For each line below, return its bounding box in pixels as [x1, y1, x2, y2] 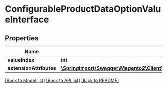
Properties [5, 34, 39, 42]
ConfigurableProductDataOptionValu [5, 3, 161, 15]
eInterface [5, 14, 49, 25]
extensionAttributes [7, 65, 56, 71]
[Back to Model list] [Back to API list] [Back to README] [5, 78, 119, 83]
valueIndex [7, 57, 35, 63]
